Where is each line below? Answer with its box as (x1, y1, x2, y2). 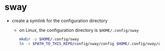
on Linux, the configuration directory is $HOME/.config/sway (19, 27, 139, 33)
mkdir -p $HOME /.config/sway (19, 36, 79, 42)
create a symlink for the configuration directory (11, 18, 108, 24)
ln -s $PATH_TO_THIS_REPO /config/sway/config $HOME (19, 41, 128, 46)
